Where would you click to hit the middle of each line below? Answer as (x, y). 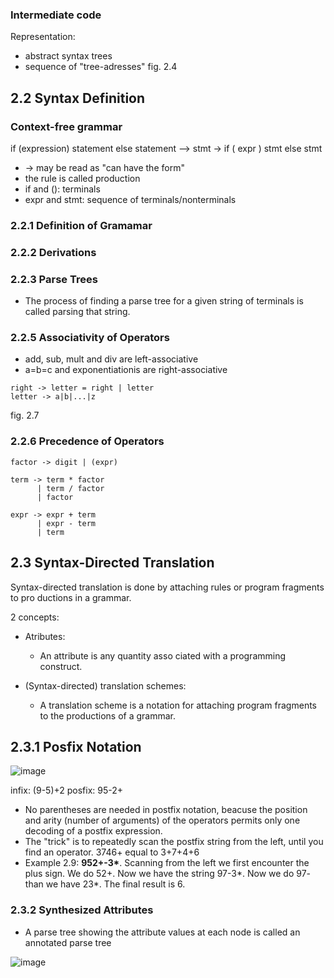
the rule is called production (82, 178)
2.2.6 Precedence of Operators (87, 441)
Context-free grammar (66, 126)
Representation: (43, 37)
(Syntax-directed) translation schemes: (105, 685)
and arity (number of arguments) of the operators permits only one (162, 820)
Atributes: (45, 636)
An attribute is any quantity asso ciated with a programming (163, 655)
